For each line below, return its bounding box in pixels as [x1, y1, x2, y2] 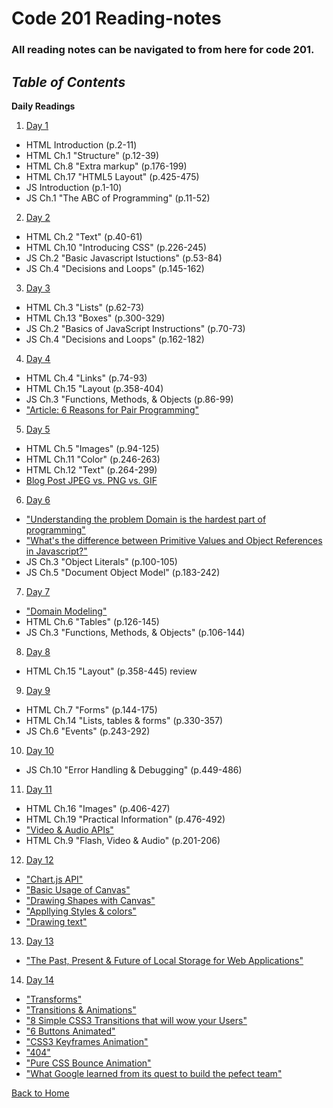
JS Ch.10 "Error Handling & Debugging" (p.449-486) [25, 763, 243, 776]
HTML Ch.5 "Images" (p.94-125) [25, 442, 160, 454]
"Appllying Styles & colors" [25, 905, 137, 917]
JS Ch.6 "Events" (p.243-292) [25, 725, 151, 737]
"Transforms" [25, 993, 83, 1005]
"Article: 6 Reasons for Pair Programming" [25, 403, 199, 416]
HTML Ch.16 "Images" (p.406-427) [25, 802, 171, 814]
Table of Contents [11, 73, 126, 91]
